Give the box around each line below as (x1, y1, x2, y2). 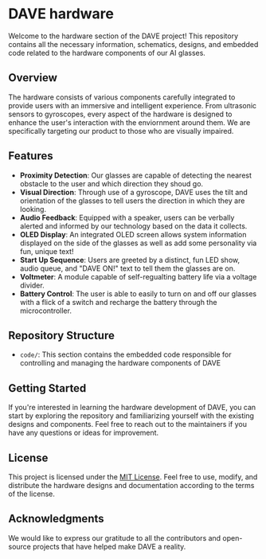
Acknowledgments (8, 512, 105, 526)
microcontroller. (19, 306, 72, 315)
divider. (19, 280, 45, 290)
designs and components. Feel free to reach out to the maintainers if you (8, 420, 247, 429)
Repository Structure (8, 328, 115, 342)
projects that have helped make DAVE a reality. (33, 541, 186, 551)
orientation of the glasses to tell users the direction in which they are (19, 196, 245, 205)
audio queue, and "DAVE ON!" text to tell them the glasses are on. (19, 264, 236, 273)
